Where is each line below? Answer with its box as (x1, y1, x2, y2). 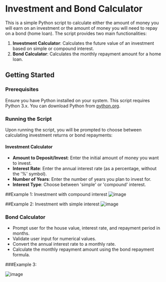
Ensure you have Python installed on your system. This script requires (5, 97, 150, 103)
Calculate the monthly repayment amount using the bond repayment (12, 246, 154, 252)
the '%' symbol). (12, 171, 47, 177)
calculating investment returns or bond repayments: (5, 132, 113, 138)
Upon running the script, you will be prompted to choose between (5, 126, 142, 132)
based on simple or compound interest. (12, 45, 94, 51)
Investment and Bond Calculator (5, 3, 143, 15)
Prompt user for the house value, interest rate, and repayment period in (12, 225, 160, 231)
